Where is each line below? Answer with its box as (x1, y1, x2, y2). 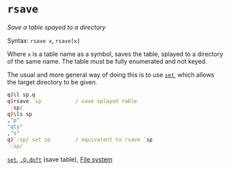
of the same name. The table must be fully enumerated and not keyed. (7, 57, 207, 65)
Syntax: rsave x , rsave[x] (7, 36, 81, 44)
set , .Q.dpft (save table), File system (7, 155, 113, 163)
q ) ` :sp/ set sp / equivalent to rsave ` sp (7, 136, 153, 144)
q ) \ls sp (7, 111, 32, 117)
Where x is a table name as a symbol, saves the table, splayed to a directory (7, 50, 223, 58)
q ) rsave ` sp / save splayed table (7, 97, 137, 104)
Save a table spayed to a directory (7, 23, 106, 31)
